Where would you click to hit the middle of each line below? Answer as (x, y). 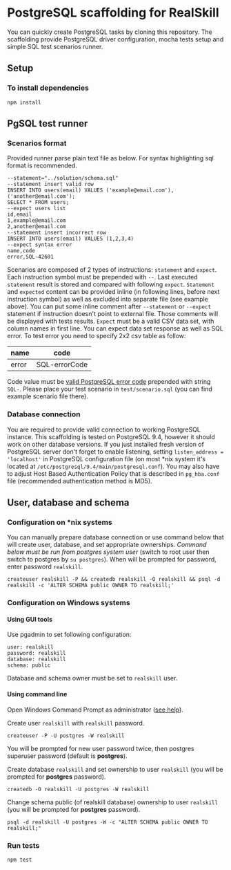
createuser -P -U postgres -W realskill (66, 735)
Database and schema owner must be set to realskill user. (92, 678)
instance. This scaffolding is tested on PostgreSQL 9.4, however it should (111, 436)
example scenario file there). (48, 396)
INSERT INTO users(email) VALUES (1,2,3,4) (71, 239)
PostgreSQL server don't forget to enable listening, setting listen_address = (115, 452)
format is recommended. (42, 166)
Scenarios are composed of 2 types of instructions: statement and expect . (112, 270)
